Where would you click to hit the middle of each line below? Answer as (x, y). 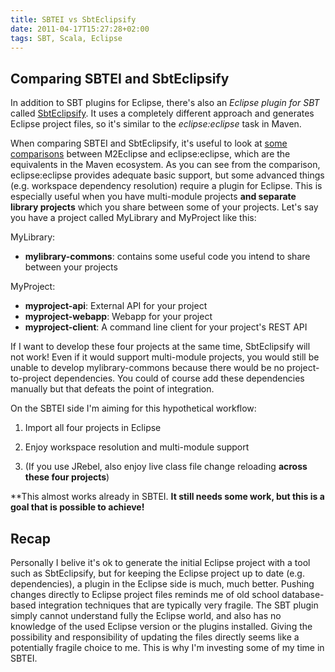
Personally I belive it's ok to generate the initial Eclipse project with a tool (160, 562)
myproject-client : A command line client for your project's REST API (166, 327)
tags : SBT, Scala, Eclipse (66, 38)
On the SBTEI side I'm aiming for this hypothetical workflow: (133, 408)
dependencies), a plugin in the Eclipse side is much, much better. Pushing (162, 584)
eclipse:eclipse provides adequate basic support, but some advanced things (167, 175)
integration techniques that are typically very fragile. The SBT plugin (178, 605)
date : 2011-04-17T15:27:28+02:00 (80, 29)
